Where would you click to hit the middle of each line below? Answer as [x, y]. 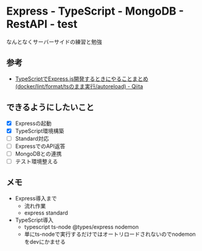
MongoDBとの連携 [38, 154]
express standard [46, 213]
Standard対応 [32, 138]
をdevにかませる [45, 241]
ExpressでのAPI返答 [40, 146]
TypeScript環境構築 [40, 131]
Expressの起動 [33, 123]
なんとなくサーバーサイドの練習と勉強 [54, 41]
